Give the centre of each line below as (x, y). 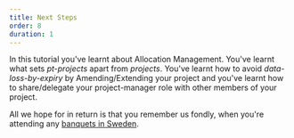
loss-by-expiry (36, 78)
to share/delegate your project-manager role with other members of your (143, 88)
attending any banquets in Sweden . (74, 124)
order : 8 (25, 26)
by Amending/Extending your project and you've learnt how (174, 78)
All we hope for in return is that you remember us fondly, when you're (137, 114)
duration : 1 (31, 34)
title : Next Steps (43, 17)
